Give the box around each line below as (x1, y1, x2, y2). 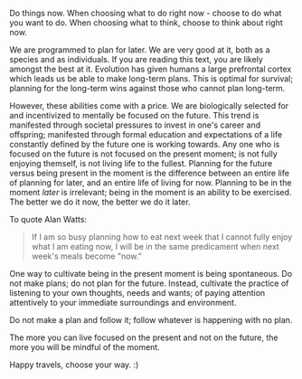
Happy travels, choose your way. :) (9, 359, 139, 370)
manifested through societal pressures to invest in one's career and (9, 119, 261, 130)
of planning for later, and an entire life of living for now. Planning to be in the (9, 177, 292, 188)
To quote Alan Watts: (9, 214, 88, 224)
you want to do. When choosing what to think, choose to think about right (9, 17, 283, 28)
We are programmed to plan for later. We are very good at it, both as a (9, 44, 270, 55)
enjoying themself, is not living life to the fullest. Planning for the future (9, 158, 273, 168)
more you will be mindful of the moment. (9, 342, 160, 352)
